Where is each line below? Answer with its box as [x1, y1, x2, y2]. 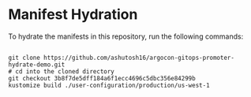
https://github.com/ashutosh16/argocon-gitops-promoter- [43, 54, 235, 62]
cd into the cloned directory [15, 67, 114, 76]
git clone [8, 54, 41, 62]
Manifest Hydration [8, 6, 138, 24]
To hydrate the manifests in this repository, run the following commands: [8, 32, 244, 41]
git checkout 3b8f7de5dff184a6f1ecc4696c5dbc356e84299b [8, 74, 196, 82]
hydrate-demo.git [8, 61, 66, 69]
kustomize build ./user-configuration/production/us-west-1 [8, 81, 211, 89]
